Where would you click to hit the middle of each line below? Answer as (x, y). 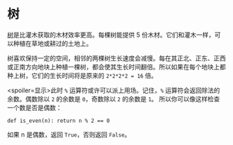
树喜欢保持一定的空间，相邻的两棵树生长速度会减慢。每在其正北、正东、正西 (116, 58)
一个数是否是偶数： (35, 108)
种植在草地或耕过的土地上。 (52, 43)
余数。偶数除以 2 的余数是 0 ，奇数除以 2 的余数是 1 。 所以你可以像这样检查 (114, 99)
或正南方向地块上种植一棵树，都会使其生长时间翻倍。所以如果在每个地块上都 (116, 67)
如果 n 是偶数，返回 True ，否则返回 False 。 (69, 134)
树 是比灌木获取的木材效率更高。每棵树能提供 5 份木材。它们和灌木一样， (111, 35)
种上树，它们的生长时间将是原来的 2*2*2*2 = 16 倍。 (82, 75)
